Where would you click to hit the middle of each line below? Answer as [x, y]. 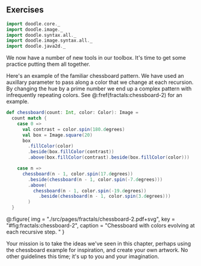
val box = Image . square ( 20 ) [57, 135]
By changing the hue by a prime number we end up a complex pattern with [99, 89]
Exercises [25, 10]
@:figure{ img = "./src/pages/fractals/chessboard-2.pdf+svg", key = [91, 219]
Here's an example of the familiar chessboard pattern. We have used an [95, 76]
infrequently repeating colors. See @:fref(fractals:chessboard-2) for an [94, 95]
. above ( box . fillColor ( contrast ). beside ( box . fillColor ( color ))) [109, 157]
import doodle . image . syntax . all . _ [50, 41]
